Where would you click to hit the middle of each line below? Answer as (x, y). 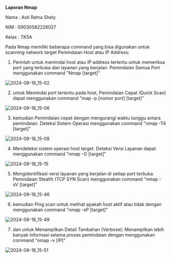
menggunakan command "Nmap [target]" (56, 73)
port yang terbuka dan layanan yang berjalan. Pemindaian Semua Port (86, 68)
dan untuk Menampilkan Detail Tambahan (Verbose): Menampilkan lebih (88, 229)
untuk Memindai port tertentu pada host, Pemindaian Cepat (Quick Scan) (89, 93)
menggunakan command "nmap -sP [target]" (60, 210)
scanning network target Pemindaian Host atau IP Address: (67, 52)
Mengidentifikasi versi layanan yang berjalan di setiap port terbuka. (83, 174)
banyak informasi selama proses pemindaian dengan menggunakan (84, 235)
